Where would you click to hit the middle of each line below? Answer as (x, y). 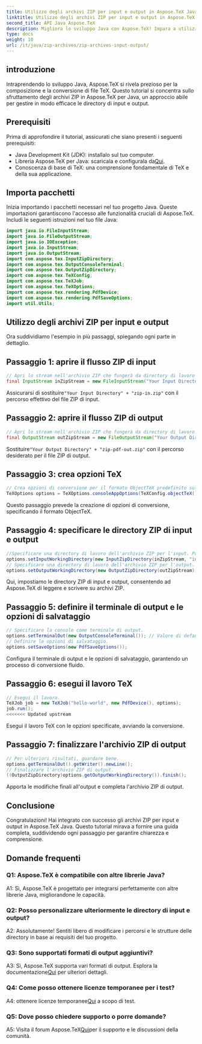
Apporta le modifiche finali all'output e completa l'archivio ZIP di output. (95, 787)
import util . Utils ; (31, 303)
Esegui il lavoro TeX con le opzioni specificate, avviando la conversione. (95, 726)
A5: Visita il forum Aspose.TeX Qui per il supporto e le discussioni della (92, 1030)
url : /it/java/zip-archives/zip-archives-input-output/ (78, 46)
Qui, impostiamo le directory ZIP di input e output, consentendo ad (89, 582)
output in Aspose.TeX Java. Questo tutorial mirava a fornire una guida (92, 827)
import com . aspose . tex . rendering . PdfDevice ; (63, 292)
